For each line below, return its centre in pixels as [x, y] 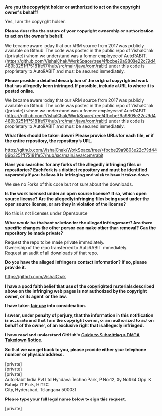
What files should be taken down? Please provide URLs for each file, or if [79, 136]
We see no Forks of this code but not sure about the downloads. [69, 184]
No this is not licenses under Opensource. [47, 213]
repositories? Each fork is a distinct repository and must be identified [76, 170]
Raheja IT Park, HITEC [27, 384]
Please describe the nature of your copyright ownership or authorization [79, 31]
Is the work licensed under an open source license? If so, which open [76, 194]
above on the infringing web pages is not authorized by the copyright [76, 291]
